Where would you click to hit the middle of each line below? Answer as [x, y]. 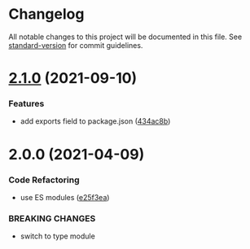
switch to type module [57, 236]
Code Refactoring [44, 180]
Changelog [46, 14]
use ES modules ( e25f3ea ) [65, 197]
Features [26, 104]
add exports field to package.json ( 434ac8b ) [95, 121]
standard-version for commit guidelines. [76, 45]
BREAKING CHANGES [52, 218]
